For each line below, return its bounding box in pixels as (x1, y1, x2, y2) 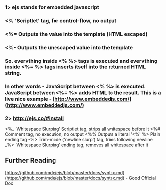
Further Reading (5, 156, 56, 165)
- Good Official (125, 175, 156, 181)
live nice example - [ (5, 95, 55, 102)
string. (5, 69, 22, 76)
